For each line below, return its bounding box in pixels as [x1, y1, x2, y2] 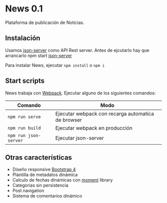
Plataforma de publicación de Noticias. [5, 19, 84, 25]
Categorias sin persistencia [12, 183, 69, 189]
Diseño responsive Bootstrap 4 [12, 167, 76, 173]
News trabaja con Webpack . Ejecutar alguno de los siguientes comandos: [5, 90, 156, 96]
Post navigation [12, 188, 45, 194]
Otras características [5, 153, 72, 162]
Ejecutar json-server [55, 134, 104, 141]
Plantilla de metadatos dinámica [12, 172, 78, 178]
